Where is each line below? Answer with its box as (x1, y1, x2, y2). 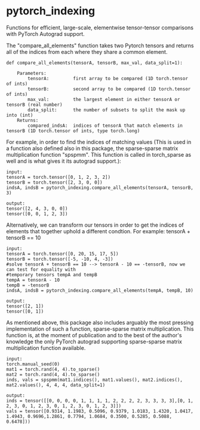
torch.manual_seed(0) (6, 361, 60, 367)
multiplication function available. (6, 344, 86, 351)
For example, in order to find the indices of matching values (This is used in (6, 138, 192, 145)
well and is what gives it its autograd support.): (6, 157, 121, 164)
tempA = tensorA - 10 (6, 277, 60, 283)
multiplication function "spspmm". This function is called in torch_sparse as (6, 151, 192, 158)
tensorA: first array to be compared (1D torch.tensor (27, 75, 188, 81)
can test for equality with (6, 266, 76, 273)
